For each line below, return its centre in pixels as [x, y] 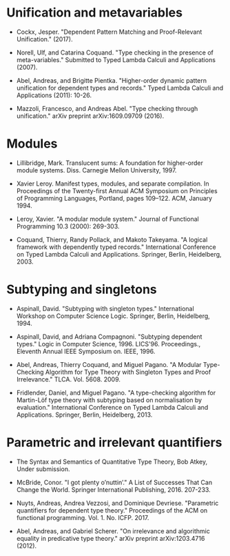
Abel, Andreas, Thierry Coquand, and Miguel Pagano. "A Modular [109, 364]
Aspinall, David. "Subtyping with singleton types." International [105, 308]
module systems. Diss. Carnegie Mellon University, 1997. [96, 170]
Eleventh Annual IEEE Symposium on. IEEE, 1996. [86, 351]
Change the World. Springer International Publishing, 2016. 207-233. [113, 489]
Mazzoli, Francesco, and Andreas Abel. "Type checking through [107, 108]
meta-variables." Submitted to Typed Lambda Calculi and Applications [116, 59]
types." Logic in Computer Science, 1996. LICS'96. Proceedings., [108, 344]
